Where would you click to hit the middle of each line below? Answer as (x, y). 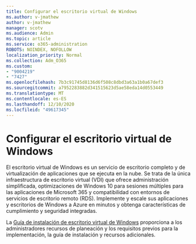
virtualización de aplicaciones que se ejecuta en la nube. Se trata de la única (98, 174)
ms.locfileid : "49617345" (37, 110)
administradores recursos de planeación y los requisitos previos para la (92, 229)
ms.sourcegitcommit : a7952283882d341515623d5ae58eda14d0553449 (85, 88)
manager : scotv (25, 28)
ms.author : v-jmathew (32, 17)
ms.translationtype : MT (35, 93)
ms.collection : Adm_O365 (36, 60)
